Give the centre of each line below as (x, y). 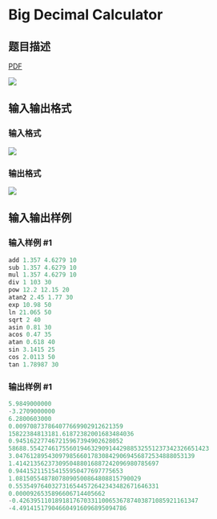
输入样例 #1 (30, 243)
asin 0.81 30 (30, 327)
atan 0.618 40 (32, 342)
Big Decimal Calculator (86, 15)
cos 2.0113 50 (32, 358)
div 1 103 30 (30, 283)
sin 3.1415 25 (32, 350)
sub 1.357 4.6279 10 (43, 268)
